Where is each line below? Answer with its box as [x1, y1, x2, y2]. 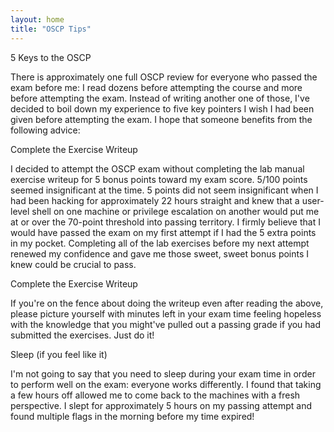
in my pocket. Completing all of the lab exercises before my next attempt [10, 237, 310, 249]
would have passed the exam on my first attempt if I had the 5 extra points [10, 226, 317, 238]
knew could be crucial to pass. [10, 258, 137, 270]
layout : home [10, 14, 65, 25]
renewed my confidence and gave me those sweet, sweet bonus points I [10, 247, 310, 260]
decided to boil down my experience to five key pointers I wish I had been [10, 102, 315, 115]
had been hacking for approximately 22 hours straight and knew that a [10, 194, 300, 206]
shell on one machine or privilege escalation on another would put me [31, 205, 320, 217]
